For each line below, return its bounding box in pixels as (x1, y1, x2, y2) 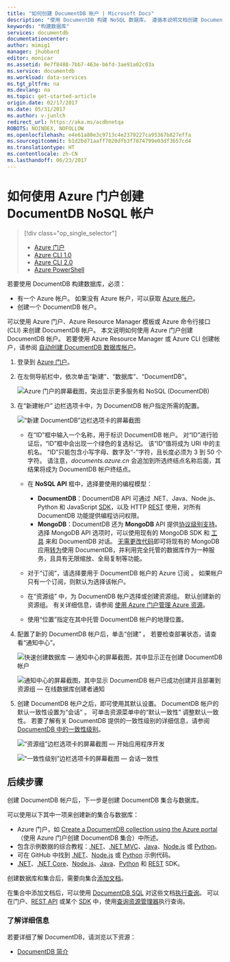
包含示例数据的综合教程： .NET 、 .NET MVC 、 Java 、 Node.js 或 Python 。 (16, 842, 221, 850)
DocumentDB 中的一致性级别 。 (16, 725, 105, 733)
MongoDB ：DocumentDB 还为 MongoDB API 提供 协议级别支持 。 (37, 520, 221, 528)
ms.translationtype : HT (7, 144, 75, 151)
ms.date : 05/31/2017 (7, 106, 66, 113)
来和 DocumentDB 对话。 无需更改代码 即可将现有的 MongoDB (45, 537, 220, 545)
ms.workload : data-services (7, 73, 88, 81)
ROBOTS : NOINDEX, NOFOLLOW (7, 125, 84, 132)
